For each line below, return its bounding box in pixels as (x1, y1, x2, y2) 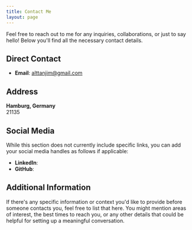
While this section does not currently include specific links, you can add (6, 141, 181, 148)
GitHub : (14, 165, 34, 172)
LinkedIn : (14, 159, 38, 166)
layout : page (6, 14, 38, 20)
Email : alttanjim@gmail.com (14, 69, 83, 77)
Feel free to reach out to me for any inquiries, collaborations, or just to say (6, 30, 186, 37)
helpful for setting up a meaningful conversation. (6, 217, 125, 224)
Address (6, 86, 38, 96)
